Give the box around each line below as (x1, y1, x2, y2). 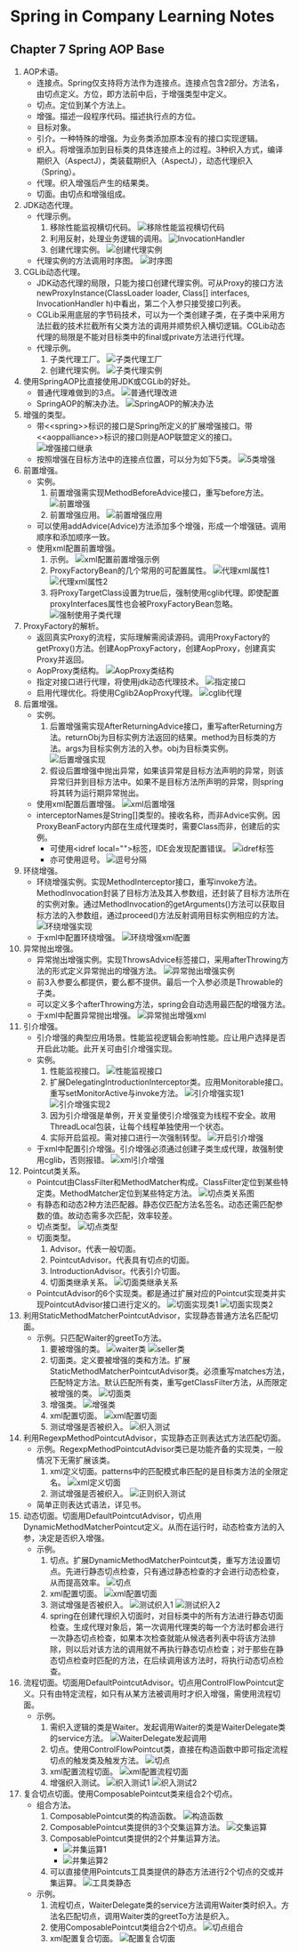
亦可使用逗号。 (49, 854, 105, 865)
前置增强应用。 (49, 510, 105, 520)
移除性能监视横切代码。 (49, 222, 136, 232)
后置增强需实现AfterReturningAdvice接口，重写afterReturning (49, 721, 275, 731)
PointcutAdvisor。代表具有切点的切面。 (49, 1254, 195, 1265)
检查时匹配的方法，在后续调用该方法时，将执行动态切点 (73, 1655, 277, 1666)
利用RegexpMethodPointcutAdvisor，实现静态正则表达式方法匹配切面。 (22, 1432, 286, 1443)
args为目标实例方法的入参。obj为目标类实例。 (65, 743, 234, 754)
